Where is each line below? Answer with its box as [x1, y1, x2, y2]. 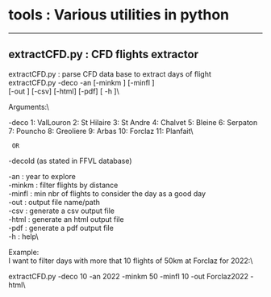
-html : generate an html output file [8, 214, 124, 224]
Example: [8, 247, 40, 257]
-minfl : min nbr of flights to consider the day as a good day [8, 188, 206, 199]
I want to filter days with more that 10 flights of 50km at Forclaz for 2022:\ [8, 256, 253, 266]
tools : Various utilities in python [8, 6, 230, 24]
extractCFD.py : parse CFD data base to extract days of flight [8, 69, 212, 78]
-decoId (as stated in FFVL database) [8, 156, 132, 165]
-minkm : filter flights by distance [8, 180, 119, 190]
